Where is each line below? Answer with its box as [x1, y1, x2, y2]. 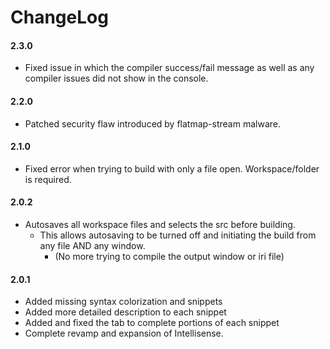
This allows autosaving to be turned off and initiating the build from [39, 229, 317, 241]
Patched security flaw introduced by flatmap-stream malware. [24, 117, 281, 130]
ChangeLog [10, 6, 109, 29]
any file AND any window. [39, 240, 146, 251]
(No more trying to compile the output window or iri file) [54, 251, 285, 262]
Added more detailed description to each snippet [24, 306, 227, 318]
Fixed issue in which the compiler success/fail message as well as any [24, 62, 315, 74]
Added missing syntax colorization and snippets [24, 296, 223, 308]
